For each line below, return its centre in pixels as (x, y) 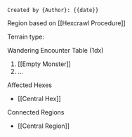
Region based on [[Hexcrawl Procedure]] (67, 23)
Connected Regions (36, 112)
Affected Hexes (30, 85)
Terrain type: (26, 37)
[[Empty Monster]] (44, 64)
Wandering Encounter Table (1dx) (55, 50)
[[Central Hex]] (39, 99)
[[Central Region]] (44, 126)
